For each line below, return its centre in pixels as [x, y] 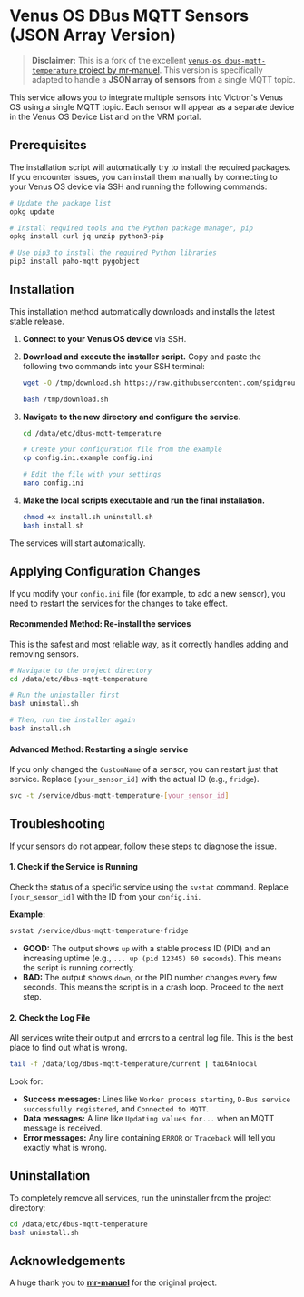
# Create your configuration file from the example [122, 450]
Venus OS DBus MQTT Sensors [129, 16]
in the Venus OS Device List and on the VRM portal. [105, 116]
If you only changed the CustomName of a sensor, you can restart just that [144, 769]
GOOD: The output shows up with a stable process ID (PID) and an [146, 948]
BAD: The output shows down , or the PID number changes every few [150, 977]
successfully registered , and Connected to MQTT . [115, 1109]
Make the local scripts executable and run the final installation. [144, 500]
